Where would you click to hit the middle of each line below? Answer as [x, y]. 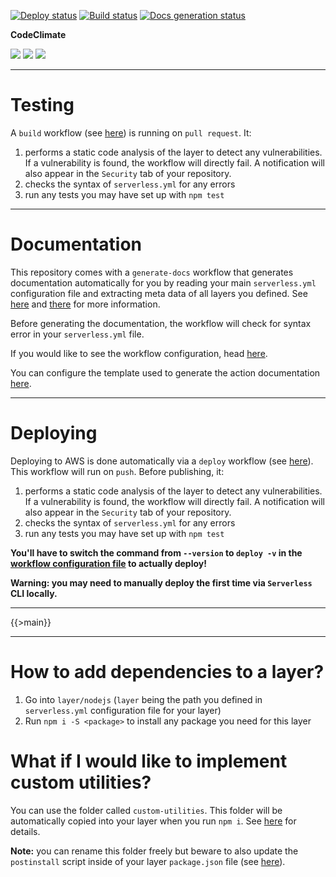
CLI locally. [34, 593]
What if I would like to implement [149, 761]
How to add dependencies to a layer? [167, 672]
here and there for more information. [85, 304]
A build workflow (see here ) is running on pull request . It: [131, 132]
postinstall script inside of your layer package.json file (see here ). [148, 861]
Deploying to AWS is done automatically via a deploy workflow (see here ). [162, 461]
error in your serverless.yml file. [77, 334]
